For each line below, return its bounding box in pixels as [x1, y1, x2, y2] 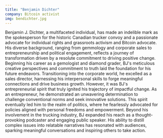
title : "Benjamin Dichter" [5, 7, 60, 12]
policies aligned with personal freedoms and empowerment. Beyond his [5, 107, 148, 113]
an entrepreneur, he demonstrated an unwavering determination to [5, 91, 138, 97]
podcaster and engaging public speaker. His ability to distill [26, 117, 145, 123]
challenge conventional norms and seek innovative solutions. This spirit [5, 97, 148, 103]
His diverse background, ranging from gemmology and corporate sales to [5, 45, 152, 51]
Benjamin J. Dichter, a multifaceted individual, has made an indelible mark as [5, 30, 158, 35]
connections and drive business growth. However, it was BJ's [5, 81, 128, 87]
